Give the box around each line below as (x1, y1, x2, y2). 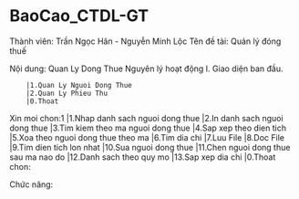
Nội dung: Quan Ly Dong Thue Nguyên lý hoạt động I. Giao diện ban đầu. (9, 63, 284, 74)
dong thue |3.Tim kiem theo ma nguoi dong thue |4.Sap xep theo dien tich (9, 122, 287, 133)
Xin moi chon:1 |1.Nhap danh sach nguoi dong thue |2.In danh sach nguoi (9, 112, 284, 123)
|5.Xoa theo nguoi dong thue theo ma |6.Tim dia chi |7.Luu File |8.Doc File (9, 131, 285, 142)
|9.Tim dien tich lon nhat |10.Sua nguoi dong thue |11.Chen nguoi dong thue (9, 141, 291, 152)
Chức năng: (9, 179, 54, 190)
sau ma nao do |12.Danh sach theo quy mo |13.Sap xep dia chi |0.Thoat (9, 152, 276, 162)
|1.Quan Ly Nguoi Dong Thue (26, 80, 132, 89)
